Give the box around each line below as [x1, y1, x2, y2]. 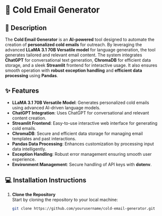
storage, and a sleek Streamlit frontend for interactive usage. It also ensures [5, 63, 158, 68]
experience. [12, 156, 36, 162]
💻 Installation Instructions [5, 176, 87, 184]
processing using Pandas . [5, 73, 58, 78]
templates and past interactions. [12, 135, 76, 141]
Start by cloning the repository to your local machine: [12, 197, 118, 202]
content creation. [12, 115, 46, 121]
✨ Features [5, 87, 39, 95]
